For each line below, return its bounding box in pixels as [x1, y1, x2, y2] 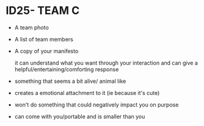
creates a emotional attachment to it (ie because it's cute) [14, 89, 160, 96]
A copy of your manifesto [14, 47, 79, 55]
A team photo [14, 24, 49, 31]
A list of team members [14, 35, 74, 43]
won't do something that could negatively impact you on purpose [14, 101, 179, 108]
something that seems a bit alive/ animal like [14, 77, 126, 85]
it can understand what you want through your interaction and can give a [14, 59, 198, 66]
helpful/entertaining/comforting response [14, 65, 119, 73]
